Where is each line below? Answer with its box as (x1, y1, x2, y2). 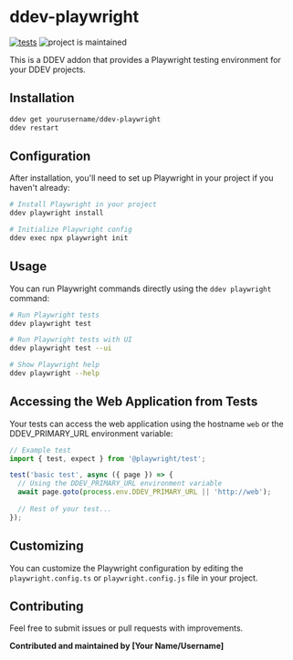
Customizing (9, 539, 84, 554)
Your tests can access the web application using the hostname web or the (9, 418, 285, 429)
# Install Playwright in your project (9, 200, 157, 209)
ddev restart (9, 123, 59, 132)
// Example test (9, 445, 71, 455)
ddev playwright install (9, 208, 104, 218)
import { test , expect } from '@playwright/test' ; (9, 454, 206, 463)
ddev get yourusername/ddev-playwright (9, 114, 162, 124)
